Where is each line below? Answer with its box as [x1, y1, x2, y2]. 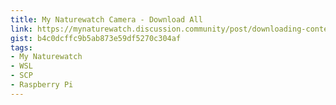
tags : [10, 42, 33, 53]
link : [10, 24, 33, 34]
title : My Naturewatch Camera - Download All [10, 14, 203, 25]
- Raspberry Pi [10, 80, 74, 90]
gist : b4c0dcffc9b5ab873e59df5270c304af [10, 33, 182, 43]
